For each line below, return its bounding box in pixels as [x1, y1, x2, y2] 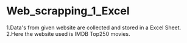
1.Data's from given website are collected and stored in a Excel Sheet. [6, 24, 182, 31]
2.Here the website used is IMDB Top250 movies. [6, 30, 130, 37]
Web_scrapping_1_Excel [6, 4, 130, 18]
